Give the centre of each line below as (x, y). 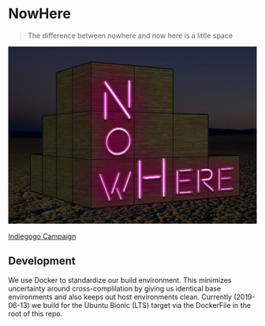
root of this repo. (35, 313)
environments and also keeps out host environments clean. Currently (120, 297)
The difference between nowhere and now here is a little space (130, 35)
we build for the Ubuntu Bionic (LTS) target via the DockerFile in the (141, 305)
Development (42, 261)
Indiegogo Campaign (42, 236)
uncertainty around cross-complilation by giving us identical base (115, 288)
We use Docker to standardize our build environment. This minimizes (120, 280)
